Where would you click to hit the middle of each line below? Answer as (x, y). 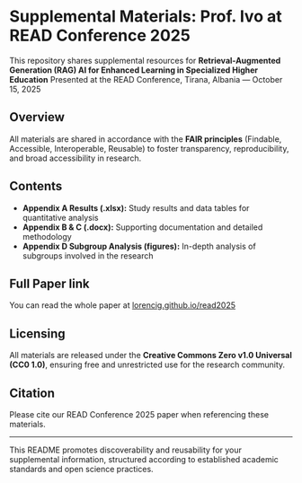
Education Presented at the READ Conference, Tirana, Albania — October (146, 79)
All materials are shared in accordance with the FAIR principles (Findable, (146, 139)
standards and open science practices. (82, 469)
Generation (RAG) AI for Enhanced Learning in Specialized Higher (134, 70)
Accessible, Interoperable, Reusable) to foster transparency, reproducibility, (149, 148)
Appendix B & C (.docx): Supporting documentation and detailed (142, 227)
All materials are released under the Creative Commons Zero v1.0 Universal (151, 356)
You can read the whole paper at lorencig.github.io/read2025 (123, 305)
